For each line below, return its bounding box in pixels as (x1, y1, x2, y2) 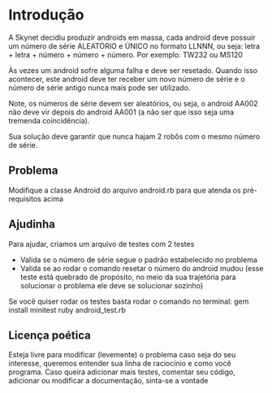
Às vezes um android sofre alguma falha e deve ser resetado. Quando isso (8, 65, 258, 75)
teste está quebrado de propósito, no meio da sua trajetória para (19, 272, 237, 282)
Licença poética (8, 328, 91, 342)
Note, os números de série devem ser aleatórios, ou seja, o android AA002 (8, 98, 258, 108)
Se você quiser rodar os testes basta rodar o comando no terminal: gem (8, 296, 249, 306)
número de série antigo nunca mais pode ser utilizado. (8, 83, 191, 93)
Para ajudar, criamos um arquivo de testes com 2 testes (8, 239, 195, 248)
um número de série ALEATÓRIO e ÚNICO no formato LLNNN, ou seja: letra (8, 41, 261, 50)
